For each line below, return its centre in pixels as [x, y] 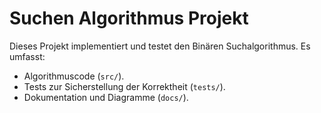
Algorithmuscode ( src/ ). [74, 76]
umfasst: [27, 56]
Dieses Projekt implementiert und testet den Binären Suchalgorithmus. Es [160, 46]
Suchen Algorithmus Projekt [129, 18]
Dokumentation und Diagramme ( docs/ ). [106, 97]
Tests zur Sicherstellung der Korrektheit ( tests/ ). [124, 86]
